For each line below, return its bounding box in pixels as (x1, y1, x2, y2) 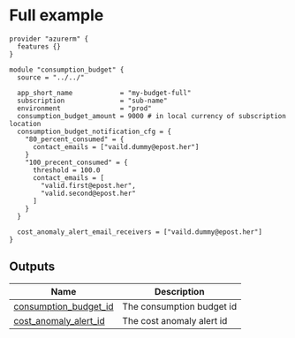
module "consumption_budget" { (9, 65, 125, 74)
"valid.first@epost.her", (41, 181, 137, 190)
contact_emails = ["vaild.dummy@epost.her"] (32, 142, 200, 151)
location (9, 119, 42, 128)
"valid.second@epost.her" (41, 189, 137, 198)
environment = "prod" (17, 103, 152, 113)
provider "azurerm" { (9, 34, 89, 43)
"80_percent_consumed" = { (25, 134, 125, 144)
